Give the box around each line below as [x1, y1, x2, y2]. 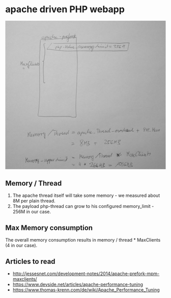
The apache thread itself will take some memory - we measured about [12, 192, 160, 199]
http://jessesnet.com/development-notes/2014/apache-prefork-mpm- [12, 271, 160, 277]
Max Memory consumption [5, 223, 93, 232]
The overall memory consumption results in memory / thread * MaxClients [5, 237, 161, 243]
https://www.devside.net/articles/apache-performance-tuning [12, 281, 144, 287]
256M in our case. [12, 208, 51, 215]
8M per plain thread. [12, 198, 56, 204]
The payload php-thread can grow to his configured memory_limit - [12, 203, 154, 210]
